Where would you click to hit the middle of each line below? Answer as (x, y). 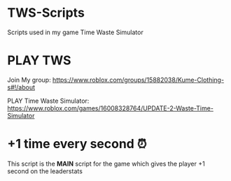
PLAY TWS (39, 60)
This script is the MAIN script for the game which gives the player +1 (106, 164)
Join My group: (29, 80)
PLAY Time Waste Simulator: (48, 101)
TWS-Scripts (46, 13)
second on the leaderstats (45, 171)
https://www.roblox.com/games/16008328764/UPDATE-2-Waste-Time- (110, 108)
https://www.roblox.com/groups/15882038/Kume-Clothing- (138, 80)
